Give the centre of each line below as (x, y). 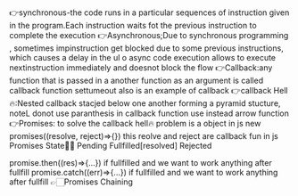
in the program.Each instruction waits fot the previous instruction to (133, 25)
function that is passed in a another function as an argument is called (137, 80)
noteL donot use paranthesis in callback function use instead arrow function (149, 113)
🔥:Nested (27, 103)
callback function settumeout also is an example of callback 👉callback (141, 90)
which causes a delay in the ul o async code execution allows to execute (143, 57)
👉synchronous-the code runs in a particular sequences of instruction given (149, 12)
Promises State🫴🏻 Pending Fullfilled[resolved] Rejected (111, 146)
